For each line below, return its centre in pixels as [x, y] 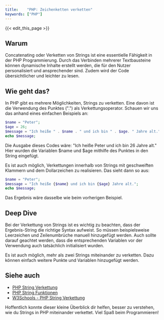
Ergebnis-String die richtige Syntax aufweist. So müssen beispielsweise [77, 230]
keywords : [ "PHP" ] [24, 14]
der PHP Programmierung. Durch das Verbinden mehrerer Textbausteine [78, 60]
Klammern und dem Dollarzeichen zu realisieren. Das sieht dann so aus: [77, 170]
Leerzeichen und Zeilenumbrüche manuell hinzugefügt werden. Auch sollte [81, 235]
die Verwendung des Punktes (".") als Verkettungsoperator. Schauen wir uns [82, 108]
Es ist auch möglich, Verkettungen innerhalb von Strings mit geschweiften [79, 165]
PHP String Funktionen [35, 292]
